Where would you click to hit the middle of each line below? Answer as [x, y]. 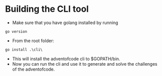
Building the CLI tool [47, 9]
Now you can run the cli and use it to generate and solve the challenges [85, 64]
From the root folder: [33, 41]
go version [16, 31]
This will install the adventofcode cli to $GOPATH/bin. [66, 59]
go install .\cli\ [24, 50]
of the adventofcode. [33, 69]
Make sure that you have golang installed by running [65, 23]
